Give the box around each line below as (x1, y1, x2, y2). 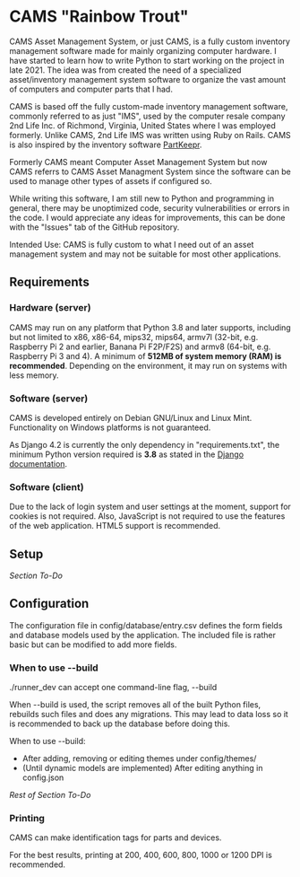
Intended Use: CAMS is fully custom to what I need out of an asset (9, 239, 254, 250)
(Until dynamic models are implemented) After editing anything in (21, 763, 263, 774)
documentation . (9, 458, 68, 469)
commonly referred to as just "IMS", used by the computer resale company (9, 110, 286, 121)
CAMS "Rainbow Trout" (9, 6, 189, 27)
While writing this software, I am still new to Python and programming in (9, 193, 275, 204)
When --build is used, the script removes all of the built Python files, (9, 699, 261, 710)
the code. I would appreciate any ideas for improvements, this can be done (9, 212, 286, 223)
